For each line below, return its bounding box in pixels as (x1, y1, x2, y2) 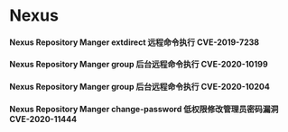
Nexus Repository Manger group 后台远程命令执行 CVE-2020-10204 (9, 81, 271, 92)
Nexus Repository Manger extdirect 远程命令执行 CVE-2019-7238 (9, 37, 260, 48)
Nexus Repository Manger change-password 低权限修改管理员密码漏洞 (9, 103, 279, 114)
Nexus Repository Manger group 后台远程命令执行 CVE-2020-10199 (9, 59, 268, 70)
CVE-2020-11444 (9, 113, 78, 124)
